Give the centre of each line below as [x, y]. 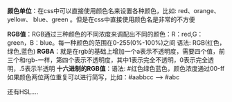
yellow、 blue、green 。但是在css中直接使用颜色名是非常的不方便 [101, 19]
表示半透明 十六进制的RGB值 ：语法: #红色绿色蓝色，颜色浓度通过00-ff [125, 69]
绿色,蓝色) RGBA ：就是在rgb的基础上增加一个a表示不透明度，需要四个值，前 [116, 51]
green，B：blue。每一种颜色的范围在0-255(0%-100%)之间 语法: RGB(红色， [116, 43]
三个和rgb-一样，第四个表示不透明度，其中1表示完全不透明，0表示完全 [108, 60]
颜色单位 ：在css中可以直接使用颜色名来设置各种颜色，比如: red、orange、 [114, 11]
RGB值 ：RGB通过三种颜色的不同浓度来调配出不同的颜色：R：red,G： [105, 34]
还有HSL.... [23, 92]
